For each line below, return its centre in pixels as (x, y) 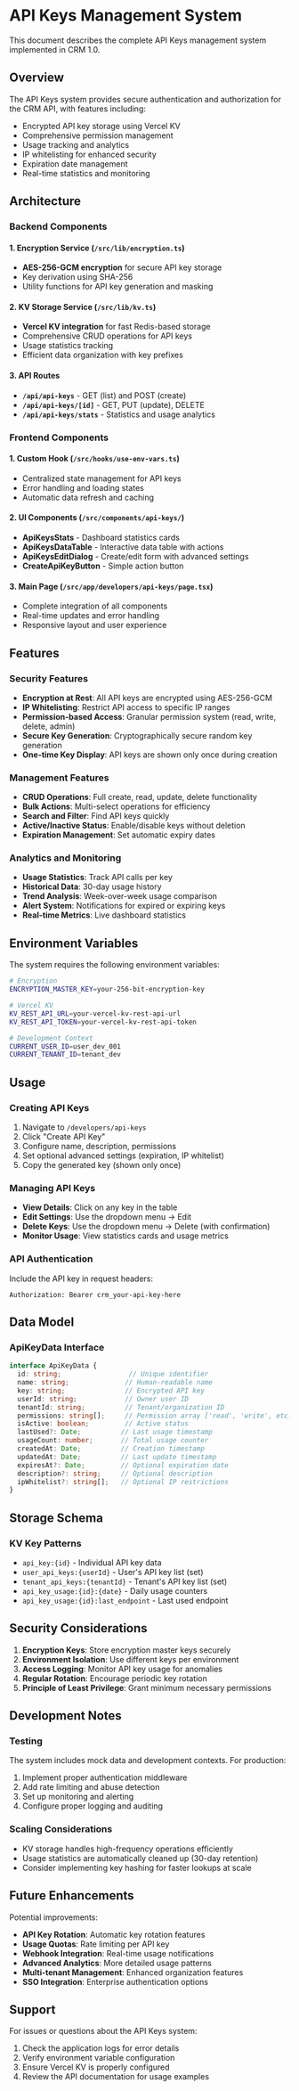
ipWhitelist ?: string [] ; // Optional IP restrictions (123, 1482)
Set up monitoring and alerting (78, 1797)
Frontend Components (59, 437)
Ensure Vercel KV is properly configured (96, 2067)
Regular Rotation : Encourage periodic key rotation (114, 1678)
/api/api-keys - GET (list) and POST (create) (104, 395)
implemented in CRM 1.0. (55, 49)
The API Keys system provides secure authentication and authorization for (145, 99)
